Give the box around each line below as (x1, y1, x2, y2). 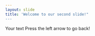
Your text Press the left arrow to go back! (5, 25, 90, 31)
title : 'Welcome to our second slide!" (5, 12, 89, 17)
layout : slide (5, 7, 35, 12)
